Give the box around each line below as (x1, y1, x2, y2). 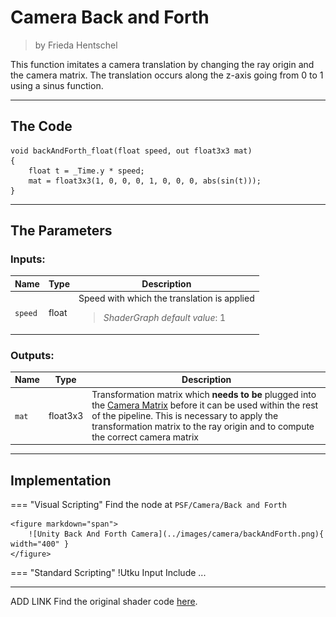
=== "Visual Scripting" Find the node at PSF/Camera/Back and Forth (10, 499, 287, 511)
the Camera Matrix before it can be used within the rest (91, 399, 319, 411)
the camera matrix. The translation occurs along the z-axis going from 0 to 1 (10, 69, 324, 81)
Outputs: (10, 348, 55, 362)
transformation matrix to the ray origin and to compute (91, 420, 315, 432)
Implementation (10, 472, 112, 489)
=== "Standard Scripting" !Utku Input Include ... (10, 567, 207, 579)
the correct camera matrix (91, 431, 199, 443)
